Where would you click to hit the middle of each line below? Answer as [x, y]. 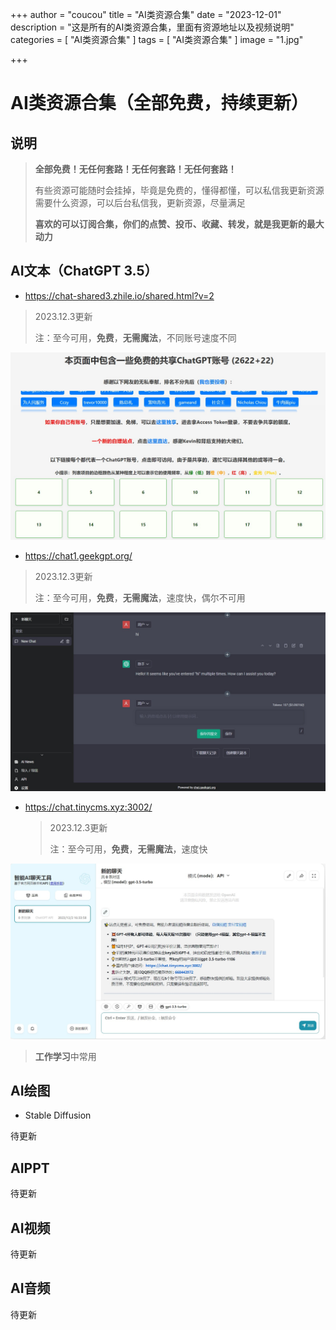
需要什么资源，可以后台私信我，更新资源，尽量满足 [140, 202]
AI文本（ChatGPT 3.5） [84, 271]
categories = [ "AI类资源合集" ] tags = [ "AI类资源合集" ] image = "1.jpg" [157, 39]
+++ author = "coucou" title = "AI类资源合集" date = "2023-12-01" [146, 14]
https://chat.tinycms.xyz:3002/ [88, 807]
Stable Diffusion [58, 1115]
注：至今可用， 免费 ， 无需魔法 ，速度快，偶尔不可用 [140, 598]
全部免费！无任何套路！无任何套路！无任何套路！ [135, 169]
